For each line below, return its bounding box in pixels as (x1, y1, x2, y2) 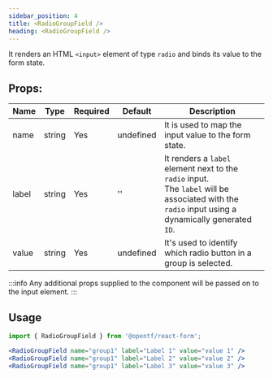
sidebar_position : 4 (8, 11, 79, 20)
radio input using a (164, 204, 237, 215)
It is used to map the (164, 119, 242, 131)
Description (189, 106, 236, 117)
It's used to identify (164, 237, 238, 249)
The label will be (164, 184, 229, 195)
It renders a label (164, 153, 232, 164)
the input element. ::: (8, 287, 78, 297)
